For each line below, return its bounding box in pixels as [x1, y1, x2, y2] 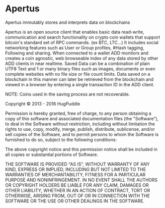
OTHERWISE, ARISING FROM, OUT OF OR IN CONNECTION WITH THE [5, 193, 150, 199]
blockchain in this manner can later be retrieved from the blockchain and [5, 76, 154, 82]
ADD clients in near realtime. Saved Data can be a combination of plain [5, 60, 150, 66]
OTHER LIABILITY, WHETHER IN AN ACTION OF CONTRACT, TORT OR [5, 187, 150, 193]
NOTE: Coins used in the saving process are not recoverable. [5, 91, 130, 97]
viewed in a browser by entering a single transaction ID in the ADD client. [5, 81, 155, 87]
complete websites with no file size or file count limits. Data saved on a [5, 71, 151, 77]
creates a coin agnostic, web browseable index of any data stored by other [5, 55, 159, 61]
